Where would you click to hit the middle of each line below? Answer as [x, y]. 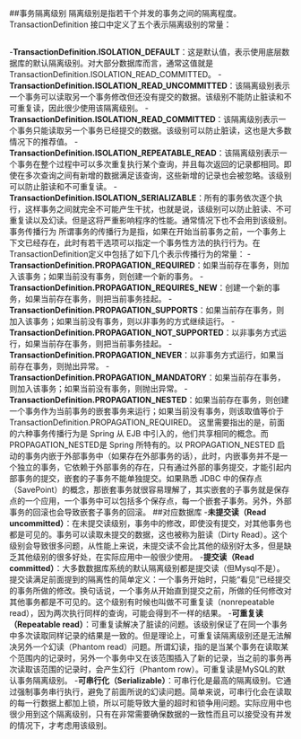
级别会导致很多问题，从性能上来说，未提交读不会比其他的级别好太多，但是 [146, 546]
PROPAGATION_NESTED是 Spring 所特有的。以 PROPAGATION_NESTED [142, 445]
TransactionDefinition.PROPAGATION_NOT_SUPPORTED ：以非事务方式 [144, 333]
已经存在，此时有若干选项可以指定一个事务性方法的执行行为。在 [142, 243]
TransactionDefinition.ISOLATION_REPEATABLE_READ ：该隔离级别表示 [144, 153]
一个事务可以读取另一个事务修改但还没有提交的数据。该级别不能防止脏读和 [146, 97]
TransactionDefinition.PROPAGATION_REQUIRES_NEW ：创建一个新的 [141, 288]
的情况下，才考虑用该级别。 [60, 726]
